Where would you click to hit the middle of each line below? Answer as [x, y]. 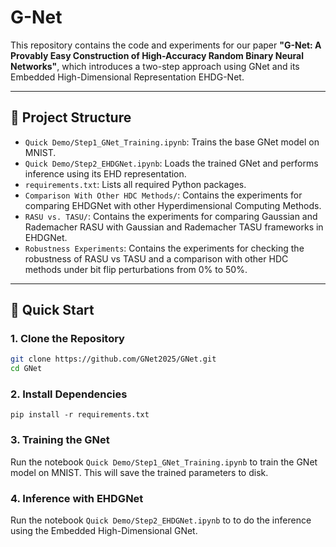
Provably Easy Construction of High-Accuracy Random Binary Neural [157, 55]
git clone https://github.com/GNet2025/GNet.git [113, 359]
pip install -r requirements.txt [80, 415]
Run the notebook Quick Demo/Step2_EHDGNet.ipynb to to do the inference [161, 520]
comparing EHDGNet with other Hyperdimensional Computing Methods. [173, 205]
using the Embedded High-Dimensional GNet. [104, 531]
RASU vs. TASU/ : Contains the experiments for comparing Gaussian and [171, 216]
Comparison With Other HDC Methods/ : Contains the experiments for [163, 195]
